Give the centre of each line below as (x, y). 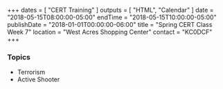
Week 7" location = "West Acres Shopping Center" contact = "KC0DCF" (110, 32)
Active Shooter (38, 79)
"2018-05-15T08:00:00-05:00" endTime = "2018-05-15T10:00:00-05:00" (112, 17)
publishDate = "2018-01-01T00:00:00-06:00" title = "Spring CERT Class (110, 24)
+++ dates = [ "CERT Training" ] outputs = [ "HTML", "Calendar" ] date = (110, 10)
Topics (19, 57)
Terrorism (31, 72)
